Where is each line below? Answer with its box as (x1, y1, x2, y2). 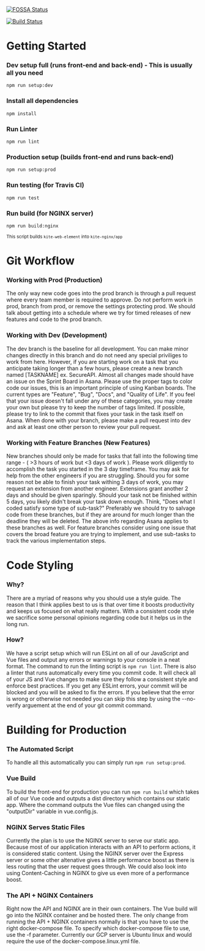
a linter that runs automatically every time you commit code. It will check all (6, 669, 196, 676)
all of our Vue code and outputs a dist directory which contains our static (6, 794, 190, 802)
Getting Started (6, 39, 87, 53)
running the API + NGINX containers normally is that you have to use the (6, 918, 188, 925)
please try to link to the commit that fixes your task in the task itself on (6, 410, 184, 417)
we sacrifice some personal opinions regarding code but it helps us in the (6, 613, 192, 621)
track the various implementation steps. (6, 537, 106, 545)
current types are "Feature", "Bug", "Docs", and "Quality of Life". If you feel (6, 390, 195, 398)
